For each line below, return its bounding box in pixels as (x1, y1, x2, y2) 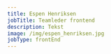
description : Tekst (7, 23, 64, 30)
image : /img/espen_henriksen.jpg (7, 29, 105, 37)
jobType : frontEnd (7, 36, 61, 43)
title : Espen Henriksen (7, 10, 77, 18)
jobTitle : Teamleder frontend (7, 17, 96, 24)
